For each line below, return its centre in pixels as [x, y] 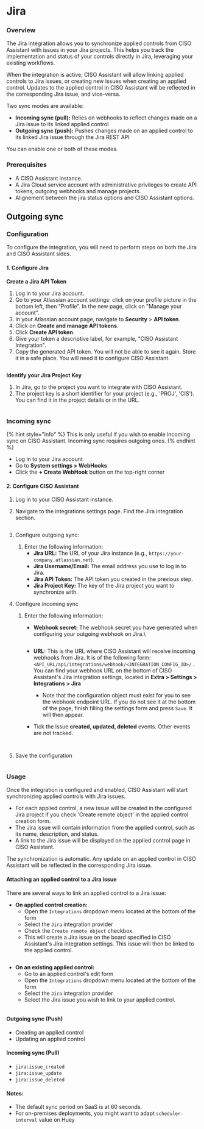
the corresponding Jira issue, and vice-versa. [63, 94]
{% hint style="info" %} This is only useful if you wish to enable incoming [98, 434]
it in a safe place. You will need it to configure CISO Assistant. [93, 358]
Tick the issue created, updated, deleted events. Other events [112, 727]
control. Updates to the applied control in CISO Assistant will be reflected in [101, 88]
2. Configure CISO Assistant [43, 486]
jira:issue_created [40, 1067]
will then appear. [63, 715]
